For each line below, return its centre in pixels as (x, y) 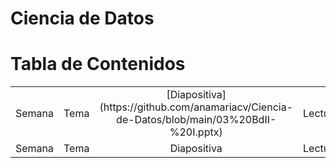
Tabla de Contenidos (98, 64)
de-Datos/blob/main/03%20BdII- (196, 120)
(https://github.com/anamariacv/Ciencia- (196, 107)
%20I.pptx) (196, 132)
